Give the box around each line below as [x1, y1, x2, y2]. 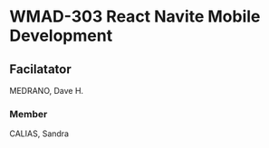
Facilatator [9, 61, 72, 77]
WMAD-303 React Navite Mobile [9, 6, 261, 27]
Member [9, 107, 48, 120]
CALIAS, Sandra [9, 128, 70, 139]
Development [9, 25, 113, 46]
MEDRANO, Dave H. [9, 86, 84, 96]
